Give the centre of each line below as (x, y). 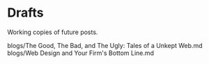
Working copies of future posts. (53, 32)
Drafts (25, 13)
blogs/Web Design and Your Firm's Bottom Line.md (81, 53)
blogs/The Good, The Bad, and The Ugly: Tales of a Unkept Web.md (105, 45)
